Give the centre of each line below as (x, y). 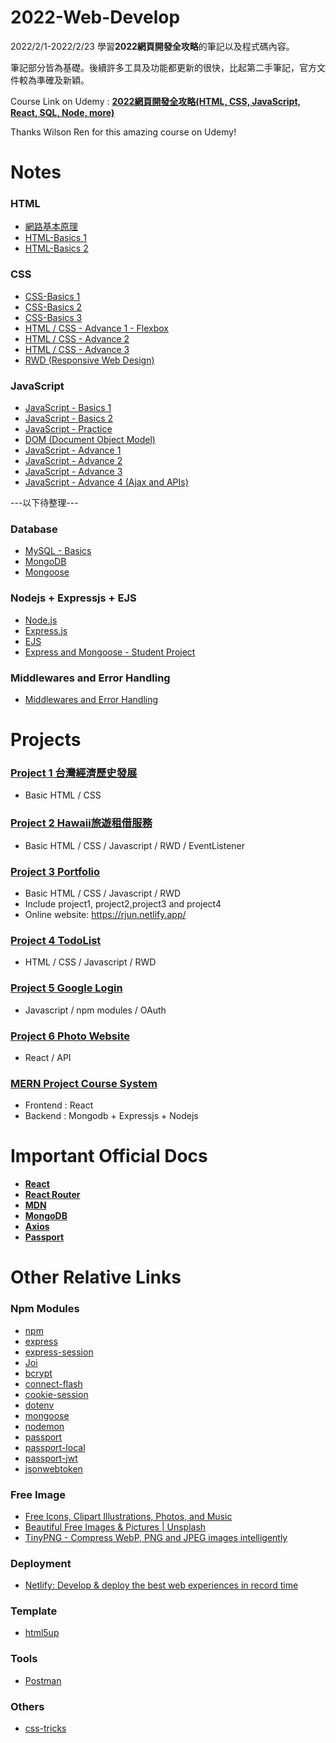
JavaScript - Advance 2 (73, 461)
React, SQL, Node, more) (62, 112)
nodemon (44, 1426)
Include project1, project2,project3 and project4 (123, 903)
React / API (48, 1057)
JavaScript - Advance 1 (73, 450)
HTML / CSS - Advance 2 (77, 338)
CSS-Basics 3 (53, 317)
